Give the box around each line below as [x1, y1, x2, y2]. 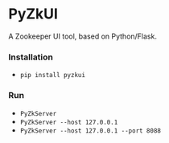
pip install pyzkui [19, 71, 86, 80]
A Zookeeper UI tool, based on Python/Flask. [8, 31, 157, 41]
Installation [8, 51, 54, 63]
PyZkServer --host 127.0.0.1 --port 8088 [19, 126, 161, 135]
